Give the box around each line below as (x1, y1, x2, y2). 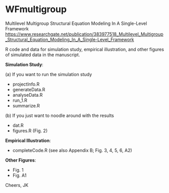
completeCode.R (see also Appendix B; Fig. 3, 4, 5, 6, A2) (12, 147, 132, 153)
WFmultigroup (5, 4, 67, 15)
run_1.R (12, 97, 28, 103)
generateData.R (12, 86, 45, 92)
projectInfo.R (12, 81, 40, 87)
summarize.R (12, 102, 40, 108)
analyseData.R (12, 92, 43, 98)
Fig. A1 (12, 172, 27, 178)
